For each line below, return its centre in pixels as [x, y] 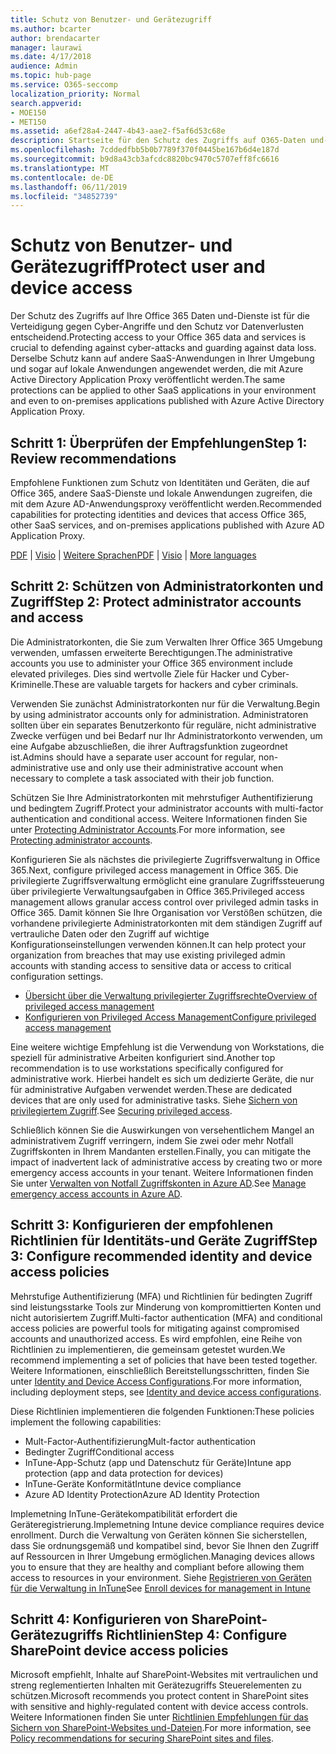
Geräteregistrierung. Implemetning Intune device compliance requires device [167, 1524]
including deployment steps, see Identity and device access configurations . [166, 1392]
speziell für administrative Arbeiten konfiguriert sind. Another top [143, 1057]
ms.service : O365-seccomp [64, 85]
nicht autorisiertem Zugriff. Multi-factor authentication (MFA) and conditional [166, 1317]
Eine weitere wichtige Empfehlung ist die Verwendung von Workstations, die [167, 1047]
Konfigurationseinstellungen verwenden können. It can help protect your [158, 944]
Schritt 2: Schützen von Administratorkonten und [167, 586]
